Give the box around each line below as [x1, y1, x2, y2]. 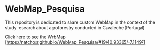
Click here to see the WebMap [5, 34, 66, 40]
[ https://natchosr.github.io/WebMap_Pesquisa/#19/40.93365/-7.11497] [5, 39, 146, 45]
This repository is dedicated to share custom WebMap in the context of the [5, 19, 156, 25]
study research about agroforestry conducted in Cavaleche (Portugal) [5, 24, 145, 30]
